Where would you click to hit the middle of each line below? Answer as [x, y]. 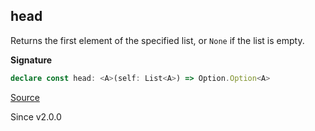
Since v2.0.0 [36, 116]
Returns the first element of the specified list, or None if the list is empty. [157, 40]
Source [25, 97]
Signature [31, 60]
